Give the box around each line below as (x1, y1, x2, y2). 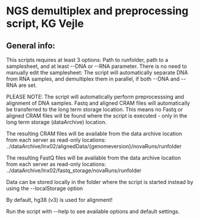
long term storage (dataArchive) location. (6, 119, 107, 126)
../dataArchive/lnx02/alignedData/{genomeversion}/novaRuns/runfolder (6, 143, 182, 150)
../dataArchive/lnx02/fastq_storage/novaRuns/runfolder (6, 167, 142, 174)
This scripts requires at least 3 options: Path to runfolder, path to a (6, 57, 168, 63)
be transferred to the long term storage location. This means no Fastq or (6, 106, 183, 113)
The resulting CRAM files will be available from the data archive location (6, 130, 182, 137)
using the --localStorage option (6, 185, 83, 192)
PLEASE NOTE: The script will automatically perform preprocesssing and (6, 94, 184, 100)
